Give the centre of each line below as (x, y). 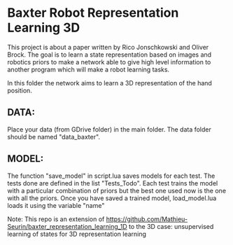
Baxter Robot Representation (93, 13)
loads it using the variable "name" (56, 205)
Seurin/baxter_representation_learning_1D (67, 226)
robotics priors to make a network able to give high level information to (109, 62)
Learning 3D (44, 28)
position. (20, 90)
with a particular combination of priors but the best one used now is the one (116, 190)
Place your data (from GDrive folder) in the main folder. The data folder (110, 129)
